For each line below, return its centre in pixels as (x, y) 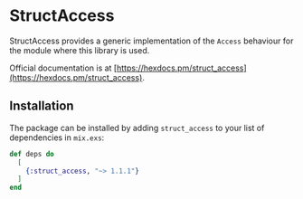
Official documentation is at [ (63, 68)
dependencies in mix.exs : (57, 137)
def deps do (32, 154)
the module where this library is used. (80, 50)
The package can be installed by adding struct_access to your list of (137, 128)
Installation (42, 106)
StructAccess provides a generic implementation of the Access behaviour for (151, 41)
